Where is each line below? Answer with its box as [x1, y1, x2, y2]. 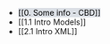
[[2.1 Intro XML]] [17, 26, 78, 36]
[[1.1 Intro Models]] [17, 17, 87, 27]
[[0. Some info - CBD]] [17, 8, 101, 18]
